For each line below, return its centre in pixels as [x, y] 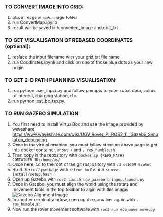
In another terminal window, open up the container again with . [75, 200]
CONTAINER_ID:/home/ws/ [36, 160]
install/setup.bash [32, 174]
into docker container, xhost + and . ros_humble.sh [63, 150]
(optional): [18, 46]
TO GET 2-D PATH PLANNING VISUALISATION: [61, 80]
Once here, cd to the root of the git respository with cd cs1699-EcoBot [82, 164]
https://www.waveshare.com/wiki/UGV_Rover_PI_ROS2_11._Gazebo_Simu [85, 134]
